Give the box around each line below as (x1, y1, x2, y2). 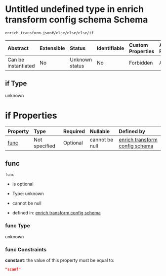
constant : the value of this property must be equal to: (5, 257, 115, 263)
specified (34, 142, 56, 149)
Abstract (7, 45, 29, 52)
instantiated (7, 62, 35, 69)
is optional (12, 181, 34, 187)
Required (63, 128, 85, 135)
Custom (129, 41, 148, 48)
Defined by (119, 128, 146, 135)
